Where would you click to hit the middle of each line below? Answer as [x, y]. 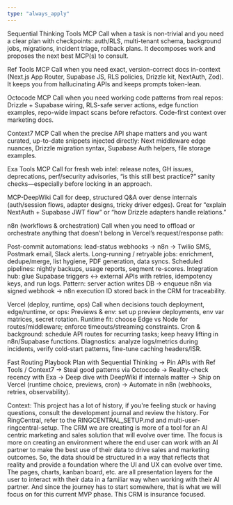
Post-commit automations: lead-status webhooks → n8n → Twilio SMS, [109, 246]
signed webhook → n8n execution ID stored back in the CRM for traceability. [116, 290]
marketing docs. [31, 120]
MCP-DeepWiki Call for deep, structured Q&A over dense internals [102, 197]
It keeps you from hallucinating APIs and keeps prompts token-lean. [104, 84]
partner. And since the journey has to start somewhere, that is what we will [114, 487]
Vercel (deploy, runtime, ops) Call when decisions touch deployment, [106, 304]
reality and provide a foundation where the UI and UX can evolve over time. [115, 465]
